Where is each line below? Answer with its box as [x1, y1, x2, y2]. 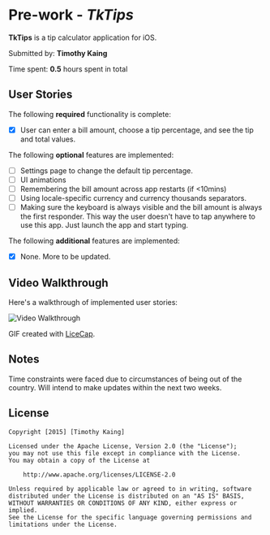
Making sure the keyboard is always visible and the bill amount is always [19, 202, 263, 212]
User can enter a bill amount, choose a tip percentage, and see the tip [19, 124, 254, 135]
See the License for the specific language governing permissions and [8, 513, 252, 521]
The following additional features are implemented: [8, 236, 180, 246]
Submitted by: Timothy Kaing [8, 48, 108, 58]
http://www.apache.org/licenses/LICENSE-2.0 [23, 470, 176, 479]
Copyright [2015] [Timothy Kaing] [8, 428, 126, 436]
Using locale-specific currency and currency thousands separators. [19, 194, 247, 202]
